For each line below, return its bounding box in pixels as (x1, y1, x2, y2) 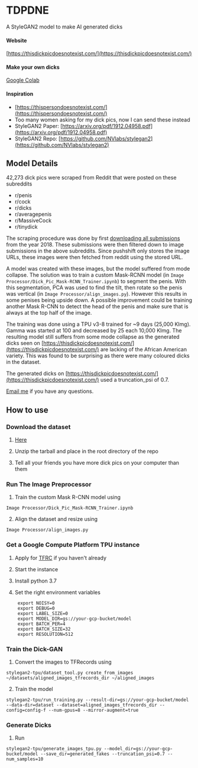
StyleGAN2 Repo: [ (14, 135, 61, 142)
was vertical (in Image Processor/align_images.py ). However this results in (6, 290, 187, 297)
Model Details (6, 158, 58, 168)
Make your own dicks (6, 63, 60, 71)
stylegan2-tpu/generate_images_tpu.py (6, 746, 102, 752)
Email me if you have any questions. (6, 388, 94, 395)
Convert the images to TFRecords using (14, 658, 112, 665)
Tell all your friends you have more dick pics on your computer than (14, 459, 179, 466)
